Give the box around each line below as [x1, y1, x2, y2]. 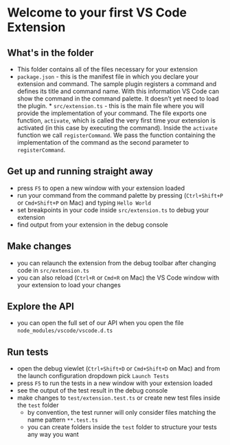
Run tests [7, 346, 49, 358]
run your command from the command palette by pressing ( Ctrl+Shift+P [16, 191, 224, 199]
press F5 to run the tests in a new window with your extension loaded [16, 379, 213, 387]
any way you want [27, 431, 79, 439]
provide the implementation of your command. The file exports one [16, 109, 207, 117]
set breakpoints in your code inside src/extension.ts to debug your [16, 205, 209, 214]
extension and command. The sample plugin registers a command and [16, 80, 217, 87]
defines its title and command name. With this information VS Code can [16, 87, 220, 95]
